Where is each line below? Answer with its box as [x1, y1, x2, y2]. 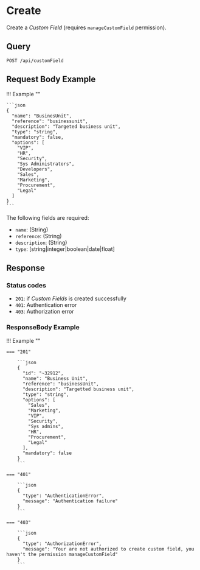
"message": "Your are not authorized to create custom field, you [22, 546, 195, 552]
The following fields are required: [6, 214, 89, 221]
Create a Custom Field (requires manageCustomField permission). [6, 24, 167, 31]
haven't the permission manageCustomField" [6, 551, 119, 557]
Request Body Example [6, 74, 96, 85]
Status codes [6, 281, 47, 289]
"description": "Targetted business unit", [22, 386, 135, 392]
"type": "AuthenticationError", [22, 493, 105, 499]
